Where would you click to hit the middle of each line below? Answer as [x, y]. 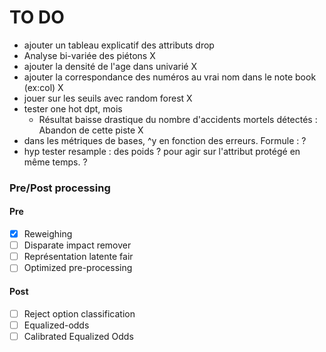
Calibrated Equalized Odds [78, 336]
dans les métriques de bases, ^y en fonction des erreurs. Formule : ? [165, 140]
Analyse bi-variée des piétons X [89, 55]
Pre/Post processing [60, 188]
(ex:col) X [43, 87]
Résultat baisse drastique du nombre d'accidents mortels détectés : [178, 119]
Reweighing [48, 234]
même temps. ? [55, 162]
